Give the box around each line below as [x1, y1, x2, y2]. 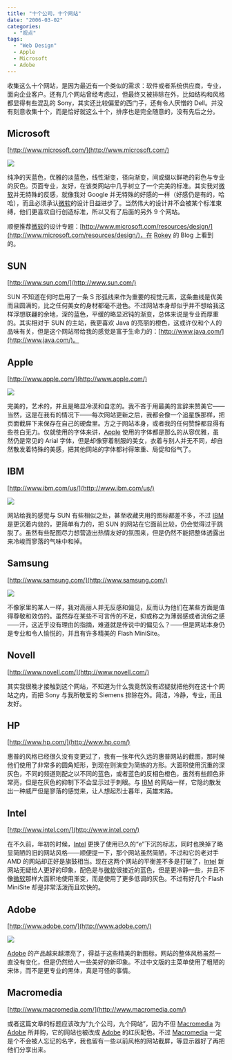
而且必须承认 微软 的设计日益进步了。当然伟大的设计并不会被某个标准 [21, 199, 216, 207]
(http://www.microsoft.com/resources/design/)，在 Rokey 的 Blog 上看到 [7, 231, 214, 239]
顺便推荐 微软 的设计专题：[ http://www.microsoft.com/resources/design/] [7, 223, 213, 231]
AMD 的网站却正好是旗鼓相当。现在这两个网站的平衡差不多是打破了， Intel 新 [7, 858, 224, 866]
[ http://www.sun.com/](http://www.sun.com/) [7, 278, 137, 287]
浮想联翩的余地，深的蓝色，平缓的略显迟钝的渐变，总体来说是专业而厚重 [12, 310, 219, 319]
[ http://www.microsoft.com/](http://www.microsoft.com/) [7, 146, 170, 154]
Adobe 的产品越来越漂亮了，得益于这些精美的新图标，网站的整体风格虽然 [7, 949, 215, 957]
